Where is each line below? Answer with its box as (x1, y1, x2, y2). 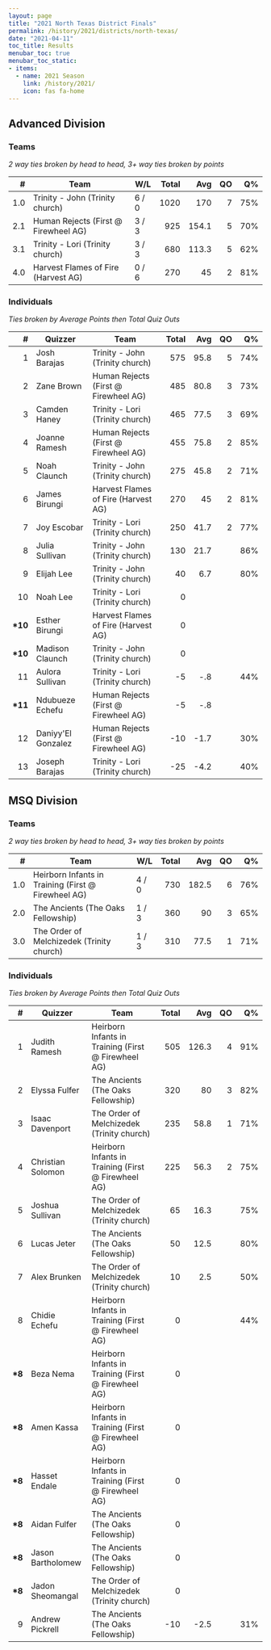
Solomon (31, 1166, 65, 1178)
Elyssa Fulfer (31, 1085, 80, 1096)
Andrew (31, 1614, 60, 1625)
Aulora (35, 666, 62, 678)
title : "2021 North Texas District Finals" (8, 19, 157, 27)
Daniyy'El (35, 728, 73, 739)
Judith (31, 1036, 55, 1048)
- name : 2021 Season (15, 72, 85, 80)
